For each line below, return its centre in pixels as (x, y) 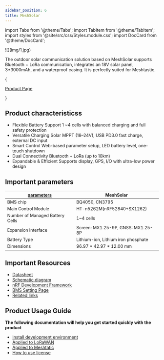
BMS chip (17, 202)
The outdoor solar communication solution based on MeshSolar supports (79, 59)
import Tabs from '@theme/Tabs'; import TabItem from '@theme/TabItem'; (80, 30)
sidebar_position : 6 (26, 10)
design (19, 166)
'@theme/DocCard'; (25, 40)
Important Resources (38, 263)
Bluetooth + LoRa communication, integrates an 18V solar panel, (70, 64)
